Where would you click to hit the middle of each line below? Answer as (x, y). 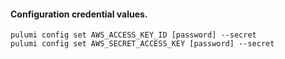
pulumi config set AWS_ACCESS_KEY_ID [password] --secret (133, 35)
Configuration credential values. (79, 14)
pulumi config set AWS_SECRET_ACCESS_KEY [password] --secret (142, 44)
